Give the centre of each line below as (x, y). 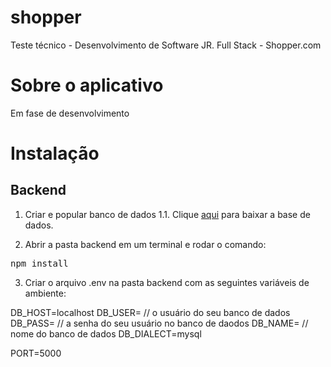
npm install (39, 263)
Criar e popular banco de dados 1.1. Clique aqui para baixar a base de (167, 214)
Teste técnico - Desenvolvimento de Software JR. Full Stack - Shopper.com (166, 45)
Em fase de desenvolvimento (70, 113)
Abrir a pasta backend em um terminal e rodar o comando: (145, 244)
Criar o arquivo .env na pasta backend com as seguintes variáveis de (167, 282)
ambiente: (45, 293)
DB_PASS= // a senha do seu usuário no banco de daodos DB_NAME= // (159, 323)
